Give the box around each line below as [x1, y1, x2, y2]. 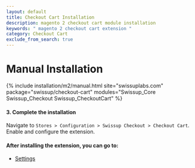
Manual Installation [6, 62, 103, 76]
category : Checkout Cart [6, 31, 68, 37]
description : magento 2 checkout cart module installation [6, 20, 156, 26]
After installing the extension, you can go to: [6, 142, 119, 149]
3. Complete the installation [6, 108, 76, 115]
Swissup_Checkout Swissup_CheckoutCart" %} [6, 94, 123, 102]
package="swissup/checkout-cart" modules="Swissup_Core [6, 88, 156, 96]
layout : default [6, 8, 47, 15]
